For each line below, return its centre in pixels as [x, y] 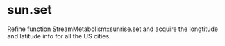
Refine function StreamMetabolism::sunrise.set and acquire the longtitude [113, 29]
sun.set [30, 10]
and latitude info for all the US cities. [59, 36]
